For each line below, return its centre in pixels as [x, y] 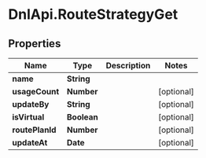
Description [128, 66]
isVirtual [28, 117]
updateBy [31, 104]
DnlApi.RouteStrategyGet [93, 15]
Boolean [82, 117]
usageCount [36, 92]
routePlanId [34, 130]
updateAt [30, 143]
